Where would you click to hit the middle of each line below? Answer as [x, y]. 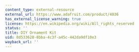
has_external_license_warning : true [43, 19]
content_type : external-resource [40, 10]
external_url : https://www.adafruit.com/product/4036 [62, 14]
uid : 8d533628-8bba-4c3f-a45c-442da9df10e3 [51, 38]
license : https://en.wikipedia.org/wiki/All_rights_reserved [70, 24]
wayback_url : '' [22, 42]
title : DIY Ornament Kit [31, 33]
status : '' [16, 28]
